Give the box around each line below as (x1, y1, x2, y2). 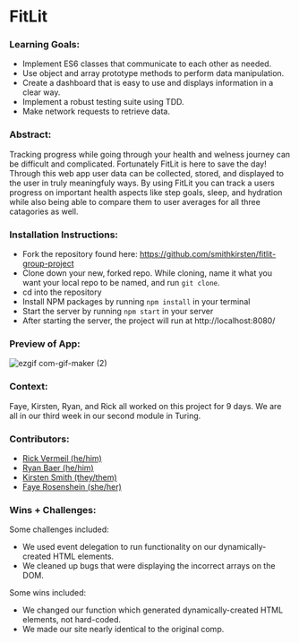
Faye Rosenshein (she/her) (21, 481, 123, 492)
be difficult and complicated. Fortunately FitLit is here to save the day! (9, 159, 267, 169)
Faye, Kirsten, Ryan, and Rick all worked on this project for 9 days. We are (9, 400, 282, 411)
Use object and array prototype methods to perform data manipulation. (21, 68, 285, 79)
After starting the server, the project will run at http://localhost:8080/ (21, 315, 276, 326)
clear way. (21, 87, 61, 98)
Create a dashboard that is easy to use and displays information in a (21, 78, 274, 89)
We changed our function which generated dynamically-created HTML (21, 604, 284, 615)
